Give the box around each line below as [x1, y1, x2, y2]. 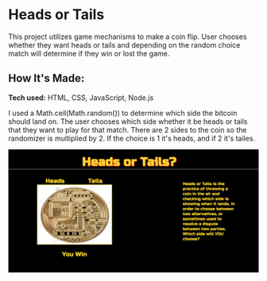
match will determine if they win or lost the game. [8, 48, 170, 58]
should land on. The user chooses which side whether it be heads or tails [8, 117, 248, 126]
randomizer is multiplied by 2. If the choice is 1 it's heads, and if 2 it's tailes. [8, 133, 256, 143]
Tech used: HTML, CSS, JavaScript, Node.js [8, 93, 154, 102]
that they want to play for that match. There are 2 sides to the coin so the [8, 125, 247, 134]
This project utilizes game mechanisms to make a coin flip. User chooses [8, 32, 248, 41]
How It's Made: [8, 71, 85, 85]
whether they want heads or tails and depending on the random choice [8, 40, 241, 49]
